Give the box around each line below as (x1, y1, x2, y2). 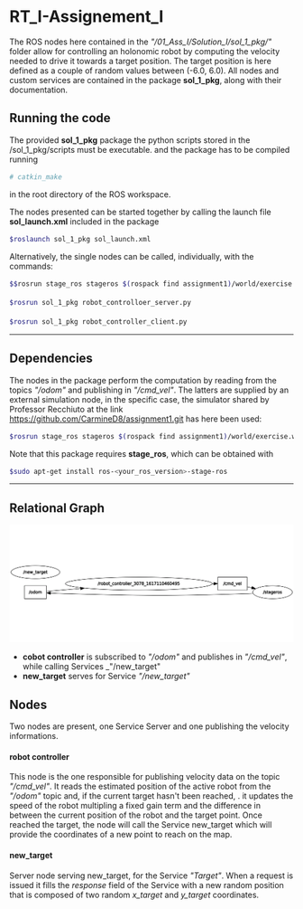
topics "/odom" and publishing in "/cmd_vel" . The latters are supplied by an (9, 384, 289, 395)
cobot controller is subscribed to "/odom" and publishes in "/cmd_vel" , (22, 651, 288, 662)
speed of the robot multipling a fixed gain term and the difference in (9, 800, 262, 811)
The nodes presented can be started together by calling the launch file (9, 206, 272, 217)
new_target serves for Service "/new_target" (22, 671, 191, 682)
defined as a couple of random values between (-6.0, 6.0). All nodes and (9, 65, 280, 76)
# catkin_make (9, 172, 63, 182)
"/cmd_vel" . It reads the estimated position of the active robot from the (9, 781, 271, 792)
